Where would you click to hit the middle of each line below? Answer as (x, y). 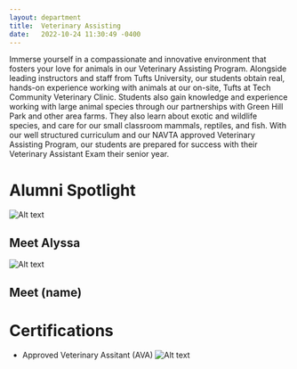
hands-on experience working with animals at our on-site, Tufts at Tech (140, 88)
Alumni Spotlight (72, 190)
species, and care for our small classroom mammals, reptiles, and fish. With (148, 126)
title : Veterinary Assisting (65, 26)
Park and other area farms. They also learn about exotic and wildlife (133, 116)
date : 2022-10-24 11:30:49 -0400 (75, 34)
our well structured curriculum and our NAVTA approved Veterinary (132, 135)
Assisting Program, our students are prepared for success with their (133, 144)
